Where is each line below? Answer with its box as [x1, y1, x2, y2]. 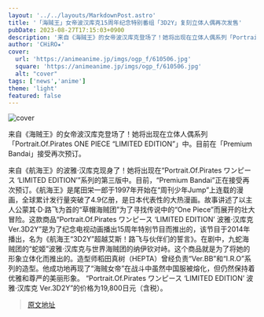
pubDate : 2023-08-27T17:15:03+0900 [8, 26, 125, 34]
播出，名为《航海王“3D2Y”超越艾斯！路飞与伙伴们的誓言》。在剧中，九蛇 [8, 235, 243, 244]
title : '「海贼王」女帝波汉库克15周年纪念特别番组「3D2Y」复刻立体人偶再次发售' [8, 19, 243, 27]
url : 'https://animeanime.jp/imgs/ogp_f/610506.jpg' [15, 56, 192, 64]
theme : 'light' [8, 84, 58, 93]
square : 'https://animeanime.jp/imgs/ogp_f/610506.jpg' [15, 63, 202, 71]
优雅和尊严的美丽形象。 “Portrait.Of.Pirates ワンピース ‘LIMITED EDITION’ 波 [8, 274, 254, 283]
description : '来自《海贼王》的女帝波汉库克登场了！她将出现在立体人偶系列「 [8, 33, 233, 42]
